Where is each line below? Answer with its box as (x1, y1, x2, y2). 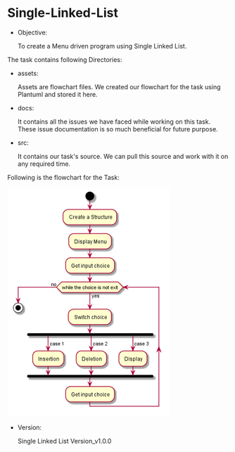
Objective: (17, 28, 48, 37)
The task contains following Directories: (7, 55, 122, 64)
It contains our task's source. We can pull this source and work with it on (17, 152, 229, 160)
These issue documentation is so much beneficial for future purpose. (17, 124, 218, 133)
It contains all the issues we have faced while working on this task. (17, 117, 211, 126)
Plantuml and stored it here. (17, 90, 98, 98)
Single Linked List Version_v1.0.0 (17, 437, 112, 445)
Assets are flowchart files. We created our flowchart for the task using (17, 82, 221, 91)
